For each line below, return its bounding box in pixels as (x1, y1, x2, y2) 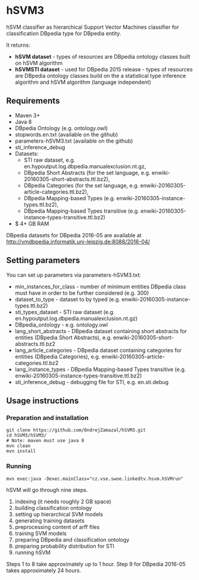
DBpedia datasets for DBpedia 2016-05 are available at (6, 231, 142, 238)
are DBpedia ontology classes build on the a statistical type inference (14, 72, 186, 79)
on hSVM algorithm (14, 59, 63, 67)
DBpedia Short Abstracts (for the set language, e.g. (23, 169, 151, 176)
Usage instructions (6, 395, 79, 406)
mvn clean (6, 443, 31, 449)
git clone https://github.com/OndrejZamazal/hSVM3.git (6, 427, 146, 433)
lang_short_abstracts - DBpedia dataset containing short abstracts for (14, 327, 188, 334)
